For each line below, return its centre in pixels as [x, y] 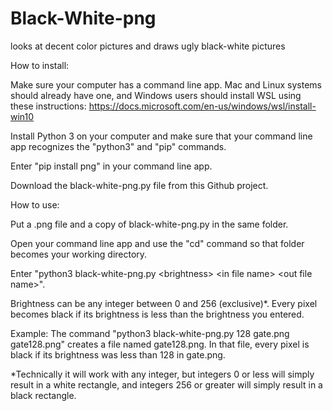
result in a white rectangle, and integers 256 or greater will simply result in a [166, 384]
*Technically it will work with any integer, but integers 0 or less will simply [162, 374]
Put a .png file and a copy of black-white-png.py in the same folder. [149, 224]
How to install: [40, 65]
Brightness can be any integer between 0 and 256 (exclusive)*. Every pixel [164, 303]
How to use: [35, 204]
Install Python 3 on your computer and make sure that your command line [161, 136]
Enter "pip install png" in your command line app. [111, 166]
